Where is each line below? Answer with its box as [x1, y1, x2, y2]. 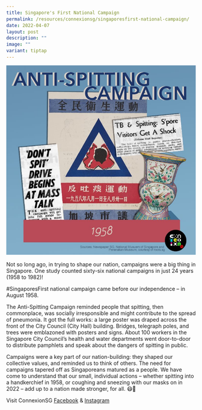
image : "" [6, 41, 31, 47]
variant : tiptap [6, 48, 47, 54]
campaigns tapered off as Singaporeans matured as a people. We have [6, 366, 182, 373]
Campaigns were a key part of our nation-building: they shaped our [6, 353, 173, 360]
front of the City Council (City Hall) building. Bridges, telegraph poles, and [6, 322, 189, 329]
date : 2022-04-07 [6, 22, 50, 28]
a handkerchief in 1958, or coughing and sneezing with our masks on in [6, 379, 183, 386]
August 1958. [6, 292, 39, 299]
